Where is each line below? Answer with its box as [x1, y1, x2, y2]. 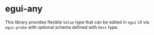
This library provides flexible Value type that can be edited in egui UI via [5, 19, 150, 25]
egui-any [5, 3, 43, 14]
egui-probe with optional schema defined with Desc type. [5, 24, 118, 30]
